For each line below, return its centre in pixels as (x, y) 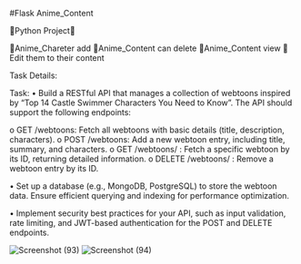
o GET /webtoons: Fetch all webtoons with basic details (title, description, (147, 130)
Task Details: (33, 75)
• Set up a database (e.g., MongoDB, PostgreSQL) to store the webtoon (143, 186)
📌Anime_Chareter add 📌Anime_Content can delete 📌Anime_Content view (145, 48)
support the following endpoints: (70, 112)
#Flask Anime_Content (51, 13)
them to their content (65, 58)
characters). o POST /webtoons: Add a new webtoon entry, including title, (147, 139)
